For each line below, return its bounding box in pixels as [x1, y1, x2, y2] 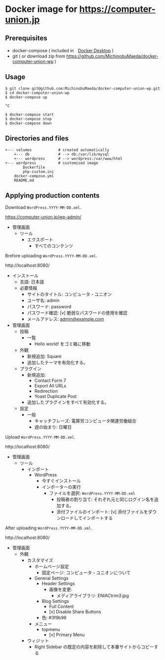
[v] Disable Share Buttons [49, 609, 101, 615]
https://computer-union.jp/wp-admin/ [5, 214, 82, 220]
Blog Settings [41, 598, 69, 604]
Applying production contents [5, 191, 100, 200]
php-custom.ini [23, 169, 54, 174]
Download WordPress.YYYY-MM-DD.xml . [5, 205, 82, 211]
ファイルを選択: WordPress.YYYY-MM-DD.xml [49, 490, 135, 496]
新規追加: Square [27, 354, 62, 360]
